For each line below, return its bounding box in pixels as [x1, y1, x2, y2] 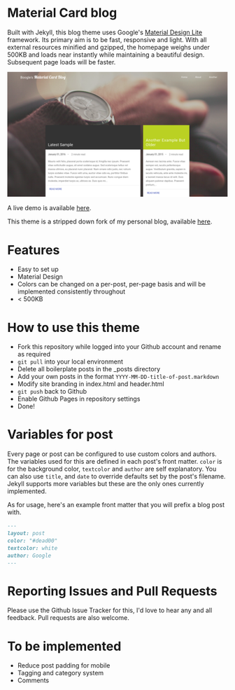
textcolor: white [7, 544, 58, 551]
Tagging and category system [17, 669, 104, 677]
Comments [17, 676, 50, 684]
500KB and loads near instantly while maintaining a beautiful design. [7, 50, 205, 59]
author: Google [7, 552, 52, 559]
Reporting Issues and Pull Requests [7, 583, 218, 599]
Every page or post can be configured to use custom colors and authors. [7, 450, 217, 458]
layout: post [7, 530, 45, 537]
